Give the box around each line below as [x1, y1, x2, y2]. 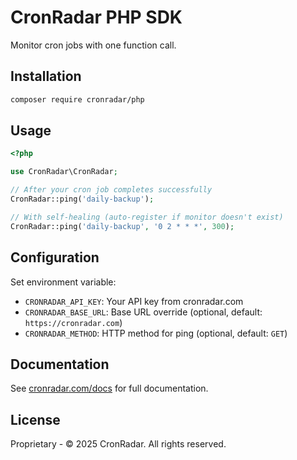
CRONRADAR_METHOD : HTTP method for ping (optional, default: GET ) [24, 327, 288, 339]
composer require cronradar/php [10, 94, 145, 105]
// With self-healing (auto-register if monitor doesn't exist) [10, 212, 284, 222]
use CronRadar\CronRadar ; [10, 167, 118, 177]
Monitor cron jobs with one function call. [10, 39, 177, 51]
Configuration [10, 249, 100, 266]
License [10, 411, 61, 428]
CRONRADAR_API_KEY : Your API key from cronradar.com [24, 295, 244, 307]
